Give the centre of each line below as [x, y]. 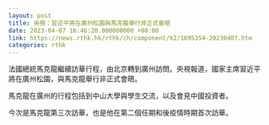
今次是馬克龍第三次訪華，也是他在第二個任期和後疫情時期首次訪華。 [120, 113]
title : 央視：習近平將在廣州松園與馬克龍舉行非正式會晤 [89, 23]
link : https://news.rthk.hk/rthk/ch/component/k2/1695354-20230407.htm [130, 38]
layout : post [30, 16]
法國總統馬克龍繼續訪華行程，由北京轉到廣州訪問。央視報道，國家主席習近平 [134, 69]
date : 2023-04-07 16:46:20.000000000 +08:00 [84, 30]
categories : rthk [37, 45]
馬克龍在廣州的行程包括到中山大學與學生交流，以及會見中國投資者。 [120, 96]
